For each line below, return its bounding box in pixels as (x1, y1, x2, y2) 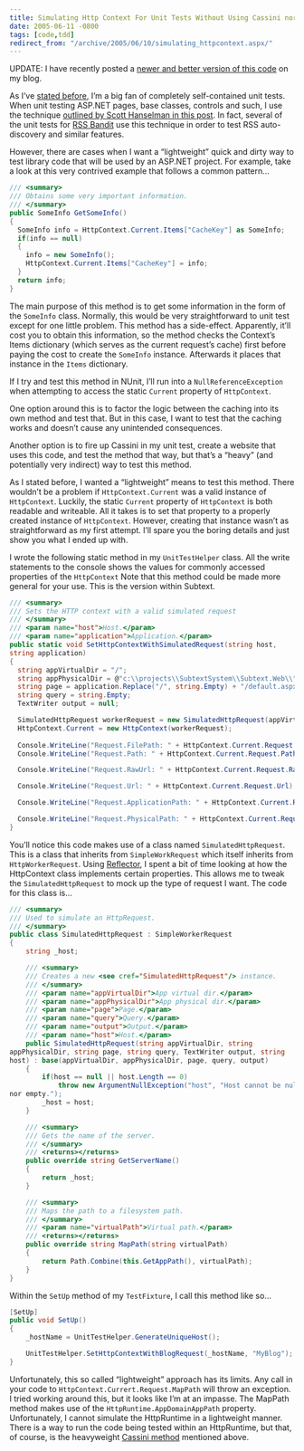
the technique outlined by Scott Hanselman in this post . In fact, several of (9, 110, 283, 120)
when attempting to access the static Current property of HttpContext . (9, 386, 271, 396)
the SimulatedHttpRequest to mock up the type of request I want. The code (9, 877, 288, 888)
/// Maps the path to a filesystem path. (25, 1206, 184, 1216)
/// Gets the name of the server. (25, 1131, 156, 1141)
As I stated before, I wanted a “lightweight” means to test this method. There (9, 476, 295, 487)
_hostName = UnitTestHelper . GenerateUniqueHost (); (25, 1332, 221, 1342)
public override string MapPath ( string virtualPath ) (25, 1240, 229, 1249)
